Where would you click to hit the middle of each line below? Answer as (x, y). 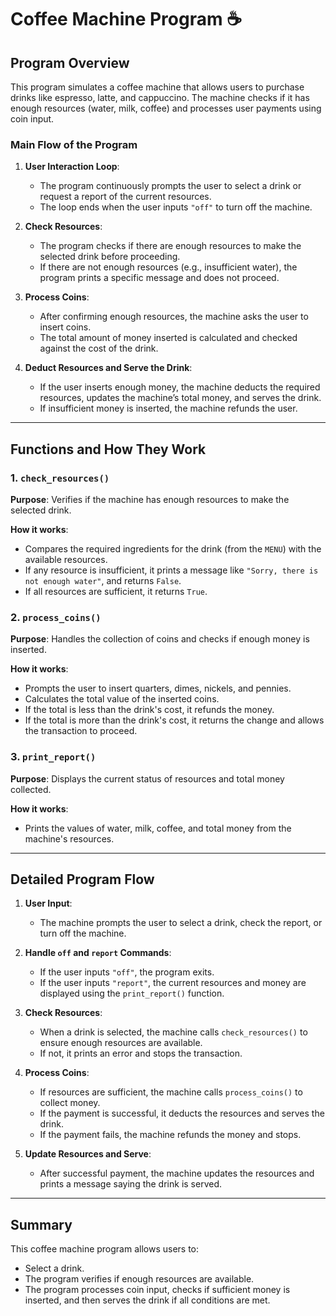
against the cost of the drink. (99, 348)
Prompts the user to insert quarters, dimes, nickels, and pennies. (158, 688)
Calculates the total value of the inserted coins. (122, 699)
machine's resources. (69, 838)
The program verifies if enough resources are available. (139, 1279)
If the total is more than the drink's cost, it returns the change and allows (174, 720)
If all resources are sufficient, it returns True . (116, 591)
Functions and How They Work (108, 449)
